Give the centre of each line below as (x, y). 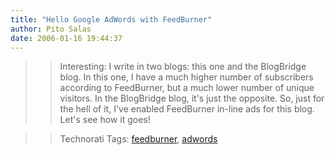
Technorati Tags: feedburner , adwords (138, 139)
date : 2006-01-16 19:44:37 (66, 38)
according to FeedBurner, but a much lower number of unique (187, 88)
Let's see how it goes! (105, 120)
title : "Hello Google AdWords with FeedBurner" (111, 19)
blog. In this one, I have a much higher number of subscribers (186, 77)
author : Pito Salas (51, 29)
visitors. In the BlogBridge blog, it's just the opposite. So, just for (192, 98)
